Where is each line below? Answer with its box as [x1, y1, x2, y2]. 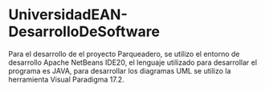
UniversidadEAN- [8, 6, 128, 24]
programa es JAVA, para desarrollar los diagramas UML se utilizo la [8, 66, 231, 75]
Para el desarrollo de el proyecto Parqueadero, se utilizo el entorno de [8, 49, 240, 58]
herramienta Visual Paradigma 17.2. [8, 74, 124, 84]
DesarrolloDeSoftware [8, 22, 161, 41]
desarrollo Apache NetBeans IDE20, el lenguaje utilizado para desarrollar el [8, 58, 258, 67]
